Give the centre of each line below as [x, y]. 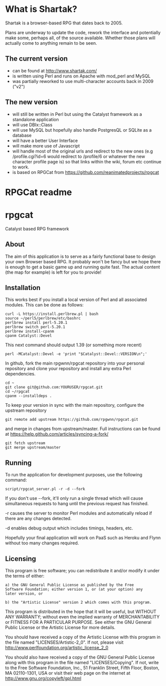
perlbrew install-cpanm [30, 331]
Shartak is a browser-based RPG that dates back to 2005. [64, 23]
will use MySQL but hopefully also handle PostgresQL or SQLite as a [82, 130]
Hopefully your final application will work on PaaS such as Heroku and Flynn [83, 538]
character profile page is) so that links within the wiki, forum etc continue [87, 161]
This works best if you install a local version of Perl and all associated [76, 300]
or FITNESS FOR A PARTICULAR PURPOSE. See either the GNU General [78, 622]
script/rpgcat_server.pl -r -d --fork [45, 489]
